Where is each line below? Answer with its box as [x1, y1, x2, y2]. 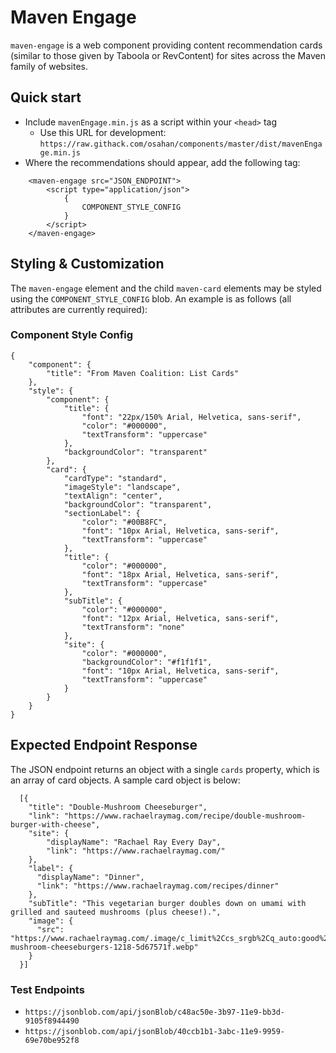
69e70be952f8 [24, 1035, 80, 1045]
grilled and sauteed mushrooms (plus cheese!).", [10, 907, 222, 917]
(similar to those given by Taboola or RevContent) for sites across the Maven [10, 49, 326, 61]
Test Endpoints [10, 982, 85, 996]
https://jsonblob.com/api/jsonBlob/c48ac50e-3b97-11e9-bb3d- [24, 1007, 286, 1017]
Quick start [10, 89, 82, 106]
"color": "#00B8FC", [81, 517, 168, 527]
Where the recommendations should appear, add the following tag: [24, 156, 301, 168]
